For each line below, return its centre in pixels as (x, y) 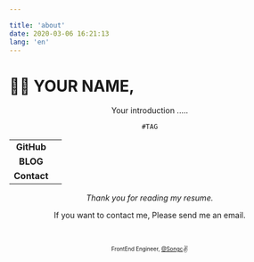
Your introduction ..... (150, 111)
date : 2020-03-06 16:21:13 (59, 33)
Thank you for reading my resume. (150, 198)
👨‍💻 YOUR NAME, (72, 86)
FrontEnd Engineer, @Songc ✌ (150, 250)
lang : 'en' (29, 42)
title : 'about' (37, 25)
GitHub (31, 147)
